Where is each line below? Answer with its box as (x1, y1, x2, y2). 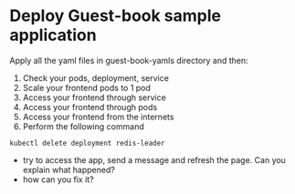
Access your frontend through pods (22, 101, 158, 112)
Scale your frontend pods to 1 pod (22, 82, 151, 93)
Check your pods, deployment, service (22, 72, 169, 83)
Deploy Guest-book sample (9, 5, 222, 26)
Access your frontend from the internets (22, 111, 174, 122)
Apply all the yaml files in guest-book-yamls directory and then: (9, 55, 248, 66)
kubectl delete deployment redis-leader (9, 138, 166, 148)
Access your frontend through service (22, 92, 166, 103)
